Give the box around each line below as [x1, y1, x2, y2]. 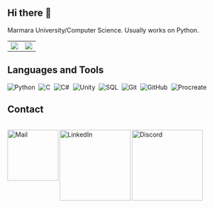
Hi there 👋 [7, 7, 52, 19]
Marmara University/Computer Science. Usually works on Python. [7, 25, 200, 34]
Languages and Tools [7, 64, 104, 76]
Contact [7, 103, 44, 115]
